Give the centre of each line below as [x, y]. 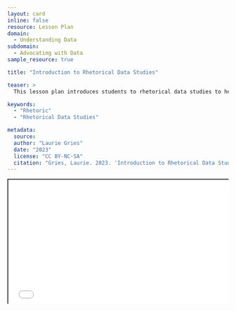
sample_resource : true [40, 60]
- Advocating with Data [48, 53]
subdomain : [23, 46]
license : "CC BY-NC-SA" [48, 156]
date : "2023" [33, 150]
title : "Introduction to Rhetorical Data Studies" [83, 72]
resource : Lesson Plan [40, 27]
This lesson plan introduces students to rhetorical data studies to [117, 91]
